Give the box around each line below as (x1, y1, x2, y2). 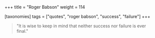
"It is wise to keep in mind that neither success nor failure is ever (16, 23, 146, 29)
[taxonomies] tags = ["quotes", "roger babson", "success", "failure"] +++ (4, 14, 151, 19)
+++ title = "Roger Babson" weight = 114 (4, 4, 86, 10)
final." (16, 28, 29, 34)
